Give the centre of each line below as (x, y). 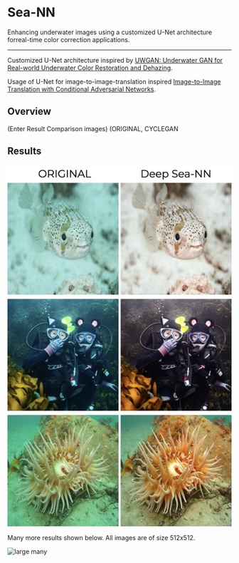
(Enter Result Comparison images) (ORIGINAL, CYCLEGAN (93, 128)
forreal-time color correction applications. (69, 39)
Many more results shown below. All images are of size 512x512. (101, 538)
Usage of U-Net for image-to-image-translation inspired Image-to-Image (114, 81)
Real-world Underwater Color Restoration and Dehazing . (90, 68)
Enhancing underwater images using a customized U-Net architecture (110, 32)
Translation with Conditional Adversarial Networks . (82, 89)
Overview (30, 112)
